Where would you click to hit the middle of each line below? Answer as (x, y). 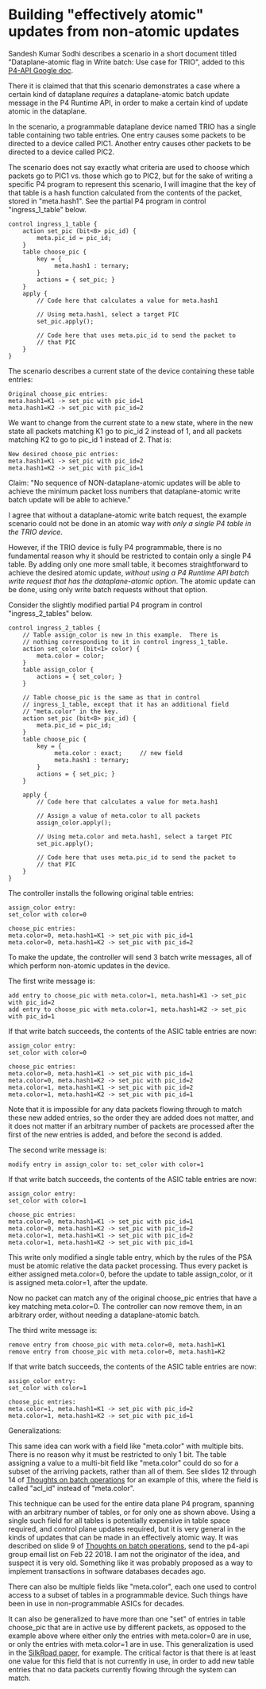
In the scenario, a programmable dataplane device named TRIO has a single (132, 126)
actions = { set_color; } (80, 676)
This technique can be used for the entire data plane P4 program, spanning (131, 1503)
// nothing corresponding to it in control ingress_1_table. (125, 641)
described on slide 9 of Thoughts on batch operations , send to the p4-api (129, 1546)
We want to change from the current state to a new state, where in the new (131, 422)
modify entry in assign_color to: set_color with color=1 (106, 1164)
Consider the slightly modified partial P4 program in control (105, 605)
